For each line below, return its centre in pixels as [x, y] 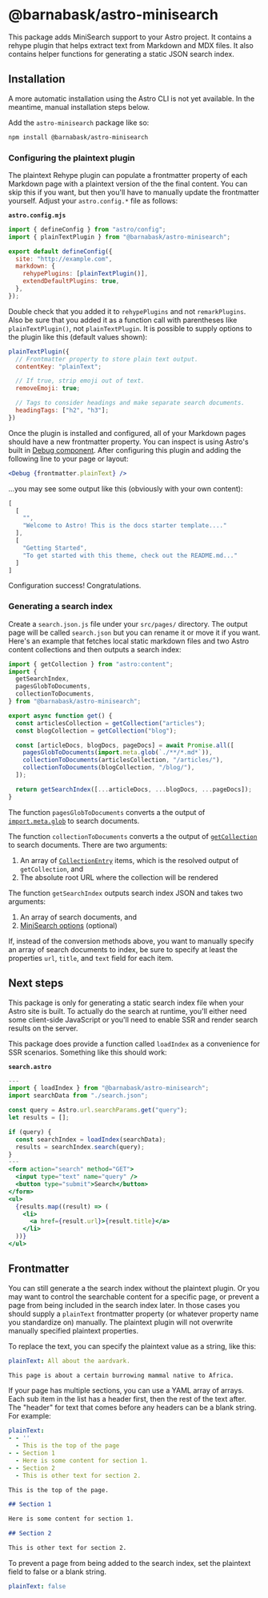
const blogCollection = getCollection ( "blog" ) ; [96, 731]
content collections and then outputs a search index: [95, 649]
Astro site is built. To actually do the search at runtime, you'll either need [128, 1011]
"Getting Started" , [55, 548]
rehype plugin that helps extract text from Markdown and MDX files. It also [131, 45]
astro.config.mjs [37, 215]
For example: [30, 1416]
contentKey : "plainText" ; [59, 366]
